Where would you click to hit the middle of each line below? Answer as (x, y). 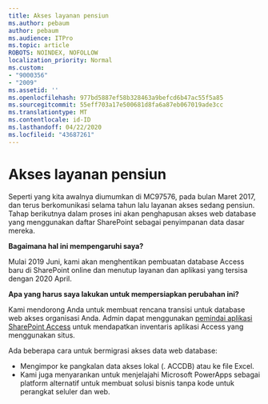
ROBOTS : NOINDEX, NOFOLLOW (53, 53)
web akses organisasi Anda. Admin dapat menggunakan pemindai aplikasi (130, 318)
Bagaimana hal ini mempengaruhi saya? (76, 246)
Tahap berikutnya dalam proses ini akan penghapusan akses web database (132, 214)
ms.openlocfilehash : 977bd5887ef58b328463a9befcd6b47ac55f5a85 (116, 98)
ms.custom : (26, 68)
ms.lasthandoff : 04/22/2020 (55, 127)
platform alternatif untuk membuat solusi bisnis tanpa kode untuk (127, 383)
